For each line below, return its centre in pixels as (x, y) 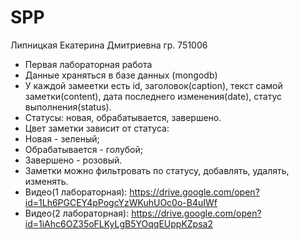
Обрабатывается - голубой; (84, 149)
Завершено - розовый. (73, 160)
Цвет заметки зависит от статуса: (97, 128)
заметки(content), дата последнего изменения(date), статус (153, 96)
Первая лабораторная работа (88, 64)
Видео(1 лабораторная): (76, 192)
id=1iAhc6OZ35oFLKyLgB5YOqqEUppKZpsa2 (118, 223)
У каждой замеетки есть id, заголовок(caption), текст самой (153, 85)
